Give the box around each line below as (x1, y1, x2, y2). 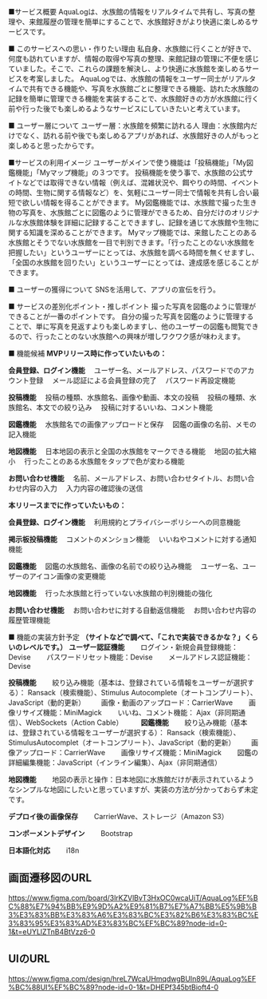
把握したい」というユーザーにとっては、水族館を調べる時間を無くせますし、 (8, 248, 259, 257)
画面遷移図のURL (8, 871, 92, 885)
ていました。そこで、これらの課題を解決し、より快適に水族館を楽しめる (8, 64, 245, 74)
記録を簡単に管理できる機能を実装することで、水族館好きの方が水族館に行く (8, 94, 259, 103)
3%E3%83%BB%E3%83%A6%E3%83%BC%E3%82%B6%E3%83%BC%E (8, 909, 259, 919)
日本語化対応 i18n (8, 846, 80, 855)
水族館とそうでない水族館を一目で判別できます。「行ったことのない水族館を (8, 238, 256, 247)
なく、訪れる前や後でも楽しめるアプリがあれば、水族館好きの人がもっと (22, 131, 260, 140)
